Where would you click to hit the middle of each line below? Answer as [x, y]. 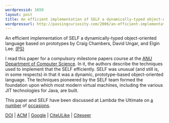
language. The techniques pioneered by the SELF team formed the [74, 80]
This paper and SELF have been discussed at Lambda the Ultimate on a [79, 100]
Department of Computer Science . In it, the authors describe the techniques [84, 64]
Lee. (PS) [15, 49]
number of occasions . [28, 105]
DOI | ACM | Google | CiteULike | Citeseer [48, 115]
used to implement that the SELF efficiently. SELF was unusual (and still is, [82, 69]
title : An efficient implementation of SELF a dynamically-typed [75, 19]
